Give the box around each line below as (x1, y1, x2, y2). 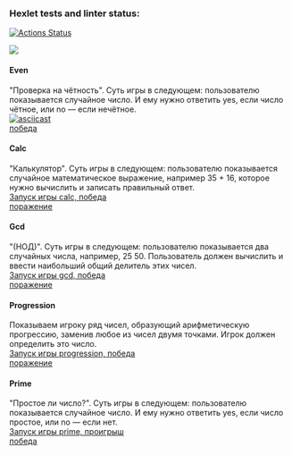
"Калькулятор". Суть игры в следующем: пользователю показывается (9, 163, 279, 173)
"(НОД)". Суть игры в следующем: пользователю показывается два (9, 240, 270, 252)
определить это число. (9, 339, 97, 350)
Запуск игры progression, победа (9, 348, 136, 359)
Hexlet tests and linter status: (9, 7, 140, 20)
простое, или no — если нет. (9, 417, 118, 427)
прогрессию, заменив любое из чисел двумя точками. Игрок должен (9, 329, 276, 340)
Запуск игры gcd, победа (9, 269, 105, 280)
